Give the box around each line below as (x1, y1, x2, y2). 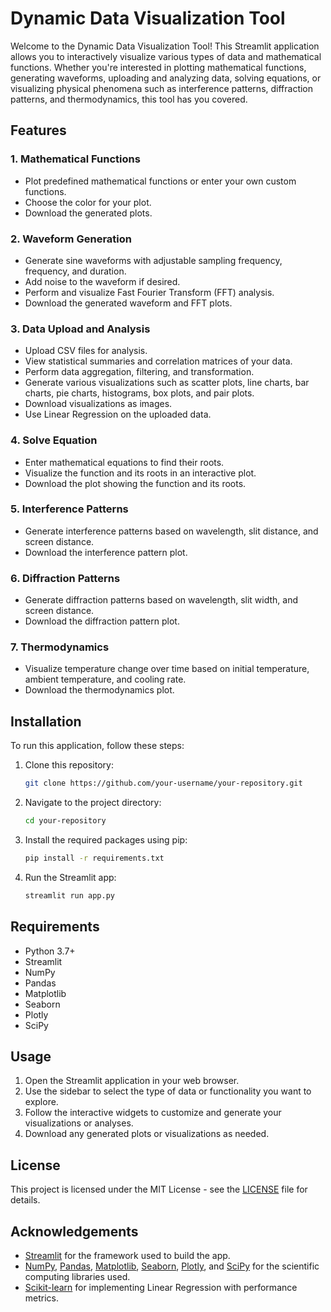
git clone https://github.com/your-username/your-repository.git (24, 778, 303, 789)
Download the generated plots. (24, 207, 153, 219)
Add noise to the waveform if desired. (24, 275, 181, 287)
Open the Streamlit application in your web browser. (24, 1075, 240, 1087)
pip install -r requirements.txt (24, 853, 165, 863)
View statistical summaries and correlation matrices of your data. (24, 355, 293, 367)
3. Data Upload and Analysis (10, 322, 151, 336)
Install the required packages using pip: (24, 833, 188, 846)
